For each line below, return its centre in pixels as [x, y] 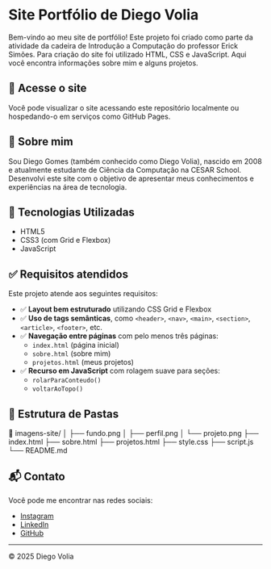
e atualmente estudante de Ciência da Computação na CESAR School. [125, 169]
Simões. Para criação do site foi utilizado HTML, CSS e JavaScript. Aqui [127, 54]
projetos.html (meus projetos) [83, 362]
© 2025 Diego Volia [41, 556]
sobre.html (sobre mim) [71, 354]
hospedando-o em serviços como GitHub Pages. [90, 116]
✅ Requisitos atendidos [69, 274]
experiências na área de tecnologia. [68, 186]
